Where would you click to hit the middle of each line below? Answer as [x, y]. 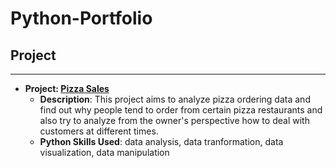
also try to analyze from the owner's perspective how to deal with [174, 120]
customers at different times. [99, 131]
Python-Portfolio [81, 18]
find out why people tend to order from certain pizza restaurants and [181, 110]
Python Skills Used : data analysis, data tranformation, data [161, 141]
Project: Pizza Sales [67, 88]
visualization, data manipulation [104, 152]
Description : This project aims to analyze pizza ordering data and [175, 99]
